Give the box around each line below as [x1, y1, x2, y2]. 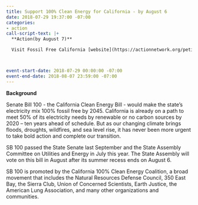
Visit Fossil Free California [11, 47, 85, 53]
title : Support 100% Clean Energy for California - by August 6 [6, 8, 167, 15]
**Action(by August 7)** [11, 36, 72, 42]
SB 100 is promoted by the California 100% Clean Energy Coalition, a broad [6, 168, 189, 175]
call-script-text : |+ [6, 31, 60, 37]
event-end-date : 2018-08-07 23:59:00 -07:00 [6, 73, 117, 79]
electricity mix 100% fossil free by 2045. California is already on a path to [6, 107, 184, 114]
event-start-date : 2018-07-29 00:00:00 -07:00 [6, 68, 123, 74]
